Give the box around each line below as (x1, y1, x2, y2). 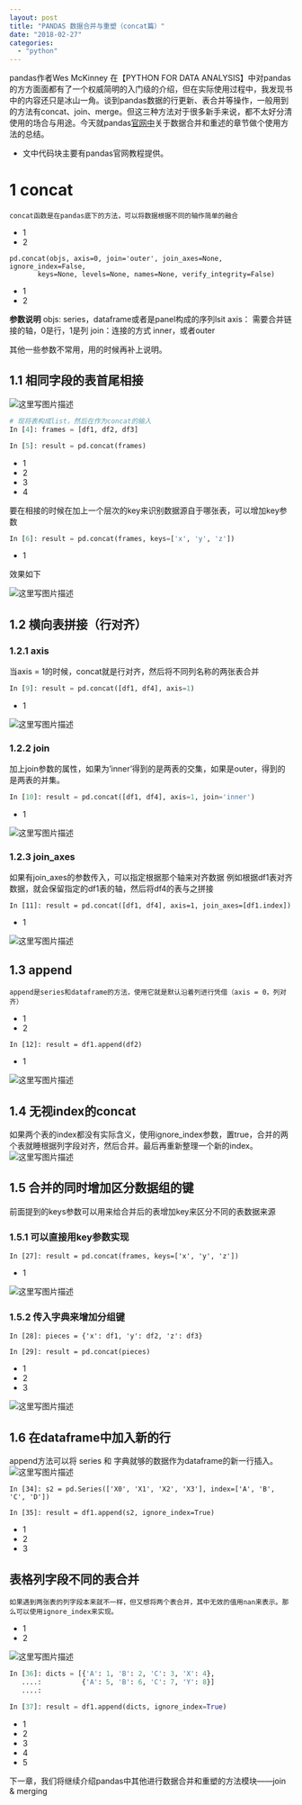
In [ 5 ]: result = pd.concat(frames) (9, 441, 147, 450)
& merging (9, 1785, 48, 1796)
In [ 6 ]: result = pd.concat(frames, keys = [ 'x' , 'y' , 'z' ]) (9, 534, 235, 543)
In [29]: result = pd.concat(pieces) (9, 1348, 151, 1357)
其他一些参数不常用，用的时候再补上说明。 (9, 344, 167, 356)
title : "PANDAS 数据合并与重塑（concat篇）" (9, 22, 165, 31)
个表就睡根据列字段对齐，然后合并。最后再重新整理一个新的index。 (9, 1141, 258, 1151)
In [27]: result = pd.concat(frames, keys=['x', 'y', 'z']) (9, 1252, 240, 1261)
